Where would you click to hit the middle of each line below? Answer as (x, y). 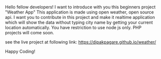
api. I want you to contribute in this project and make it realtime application (80, 17)
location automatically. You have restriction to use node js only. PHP (73, 28)
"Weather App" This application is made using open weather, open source (80, 12)
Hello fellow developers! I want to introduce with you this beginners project (80, 7)
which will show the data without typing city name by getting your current (79, 22)
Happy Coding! (20, 51)
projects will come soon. (30, 33)
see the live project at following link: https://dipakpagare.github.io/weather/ (80, 42)
